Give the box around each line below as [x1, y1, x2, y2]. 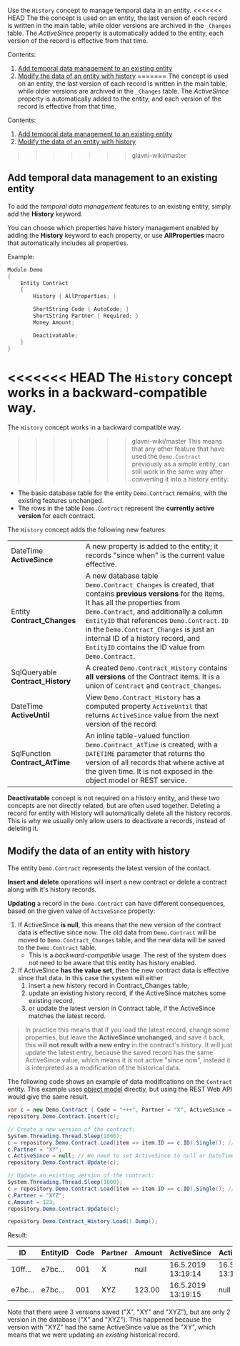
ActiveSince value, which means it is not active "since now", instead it [24, 1056, 231, 1065]
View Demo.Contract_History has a [85, 692, 201, 702]
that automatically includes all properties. [7, 239, 129, 247]
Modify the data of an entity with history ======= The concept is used [17, 71, 229, 80]
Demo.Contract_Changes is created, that [85, 580, 214, 590]
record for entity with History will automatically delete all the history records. [7, 809, 233, 817]
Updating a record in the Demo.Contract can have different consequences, [7, 899, 226, 908]
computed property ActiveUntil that [85, 702, 209, 712]
